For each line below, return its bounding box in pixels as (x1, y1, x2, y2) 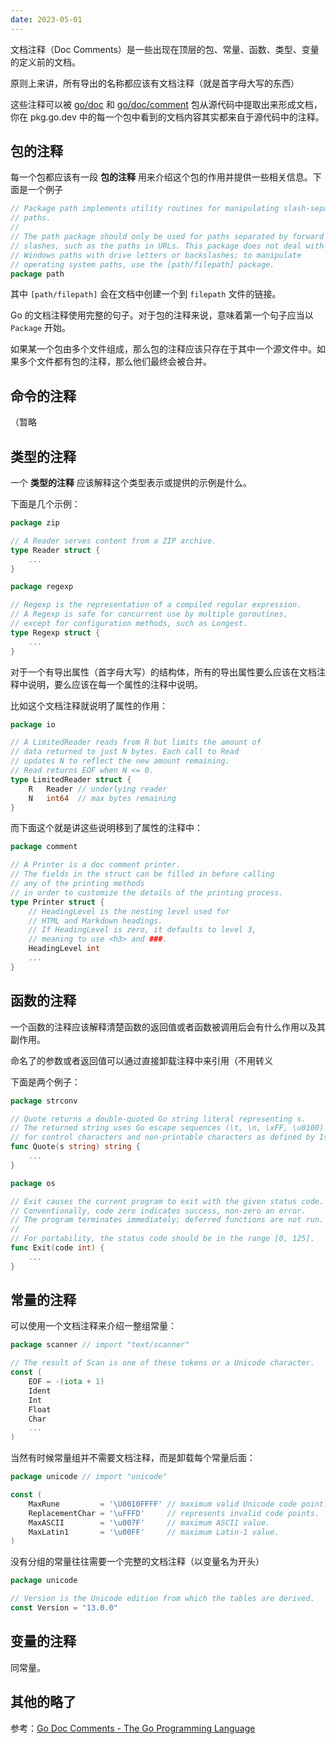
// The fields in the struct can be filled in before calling (10, 869, 275, 880)
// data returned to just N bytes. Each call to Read (10, 747, 240, 757)
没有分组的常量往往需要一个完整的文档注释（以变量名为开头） (10, 1556, 265, 1568)
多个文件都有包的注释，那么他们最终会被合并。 (18, 356, 212, 368)
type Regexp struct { (10, 627, 101, 638)
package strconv (10, 1096, 78, 1106)
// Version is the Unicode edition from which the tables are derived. (10, 1594, 315, 1604)
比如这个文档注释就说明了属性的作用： (10, 699, 168, 711)
